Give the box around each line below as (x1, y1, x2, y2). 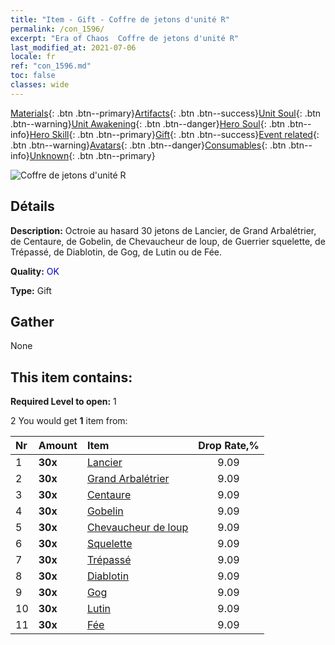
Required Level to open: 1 (10, 396, 117, 408)
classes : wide (10, 80, 70, 90)
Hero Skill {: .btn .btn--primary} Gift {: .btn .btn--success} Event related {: (29, 128, 320, 140)
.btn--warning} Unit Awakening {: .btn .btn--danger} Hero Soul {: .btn (10, 117, 286, 130)
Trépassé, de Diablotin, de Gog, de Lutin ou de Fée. (10, 246, 222, 258)
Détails (10, 198, 55, 215)
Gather (10, 313, 55, 330)
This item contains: (10, 369, 133, 386)
